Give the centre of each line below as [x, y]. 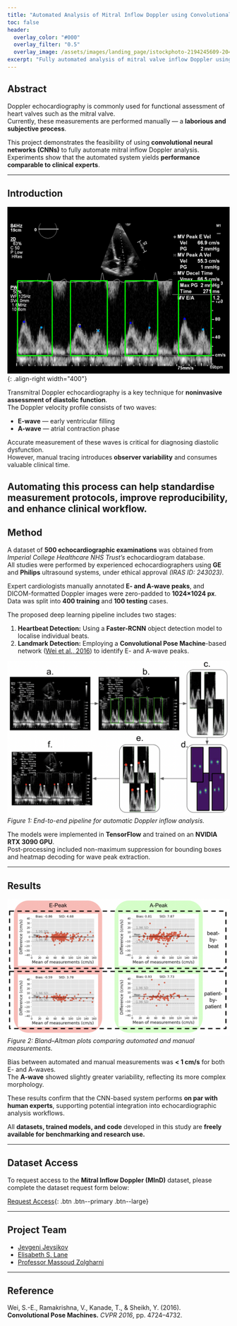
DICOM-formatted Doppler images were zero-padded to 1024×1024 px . [112, 593]
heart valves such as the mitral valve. [61, 114]
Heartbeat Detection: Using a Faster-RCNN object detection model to [120, 628]
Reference [31, 1291]
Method [25, 533]
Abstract [27, 89]
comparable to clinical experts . [54, 164]
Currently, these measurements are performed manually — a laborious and [117, 121]
